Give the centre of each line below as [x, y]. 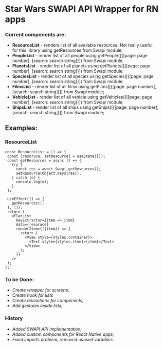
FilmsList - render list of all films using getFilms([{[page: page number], [84, 87]
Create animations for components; [48, 301]
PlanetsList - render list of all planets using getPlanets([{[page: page [81, 66]
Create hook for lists [33, 295]
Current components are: [36, 35]
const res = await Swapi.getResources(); [58, 169]
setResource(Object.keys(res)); [49, 173]
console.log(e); [32, 182]
